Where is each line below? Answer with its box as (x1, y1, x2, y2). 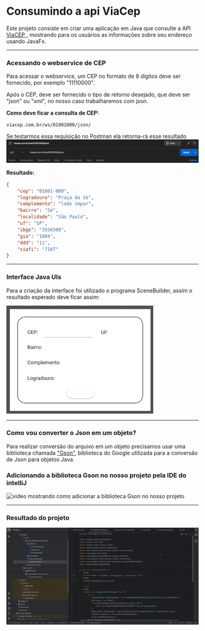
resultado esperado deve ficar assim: (6, 293, 100, 301)
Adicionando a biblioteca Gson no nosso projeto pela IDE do (6, 470, 187, 479)
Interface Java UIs (6, 273, 62, 281)
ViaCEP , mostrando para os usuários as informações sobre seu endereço (6, 31, 192, 38)
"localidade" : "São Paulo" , (17, 214, 88, 220)
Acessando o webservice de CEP (6, 58, 106, 67)
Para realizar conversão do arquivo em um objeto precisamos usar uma (6, 442, 186, 450)
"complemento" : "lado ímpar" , (17, 201, 95, 207)
